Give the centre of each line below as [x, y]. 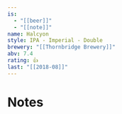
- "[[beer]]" [33, 21]
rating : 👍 [23, 61]
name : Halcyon [28, 34]
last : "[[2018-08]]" [38, 67]
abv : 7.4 [20, 54]
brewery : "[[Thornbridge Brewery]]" [61, 47]
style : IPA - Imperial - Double [55, 41]
